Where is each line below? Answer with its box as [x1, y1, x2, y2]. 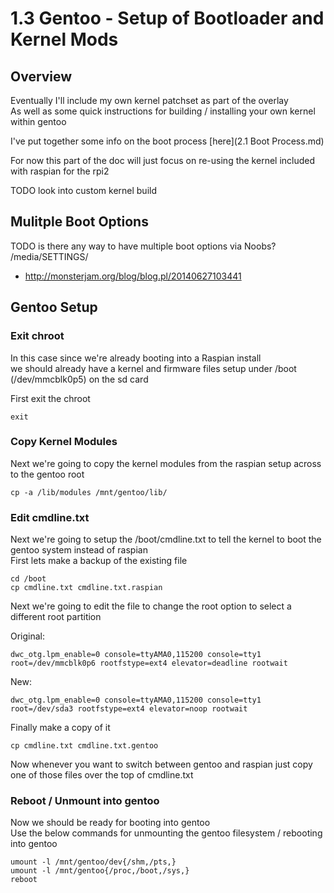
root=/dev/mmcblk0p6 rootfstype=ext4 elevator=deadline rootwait [10, 658, 288, 669]
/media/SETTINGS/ [10, 250, 89, 262]
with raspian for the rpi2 [10, 165, 110, 177]
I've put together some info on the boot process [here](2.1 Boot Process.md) [10, 135, 325, 147]
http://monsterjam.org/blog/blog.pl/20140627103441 [24, 270, 242, 282]
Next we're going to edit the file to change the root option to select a [10, 600, 292, 612]
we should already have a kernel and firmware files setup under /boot [10, 362, 297, 374]
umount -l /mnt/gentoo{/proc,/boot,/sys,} [10, 866, 190, 876]
